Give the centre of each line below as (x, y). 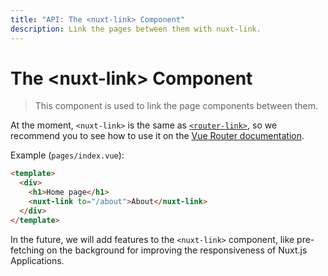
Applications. (37, 260)
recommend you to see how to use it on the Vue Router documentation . (157, 136)
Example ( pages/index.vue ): (67, 155)
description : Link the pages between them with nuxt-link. (136, 29)
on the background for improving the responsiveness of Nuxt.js (177, 250)
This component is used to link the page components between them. (176, 106)
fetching (27, 250)
